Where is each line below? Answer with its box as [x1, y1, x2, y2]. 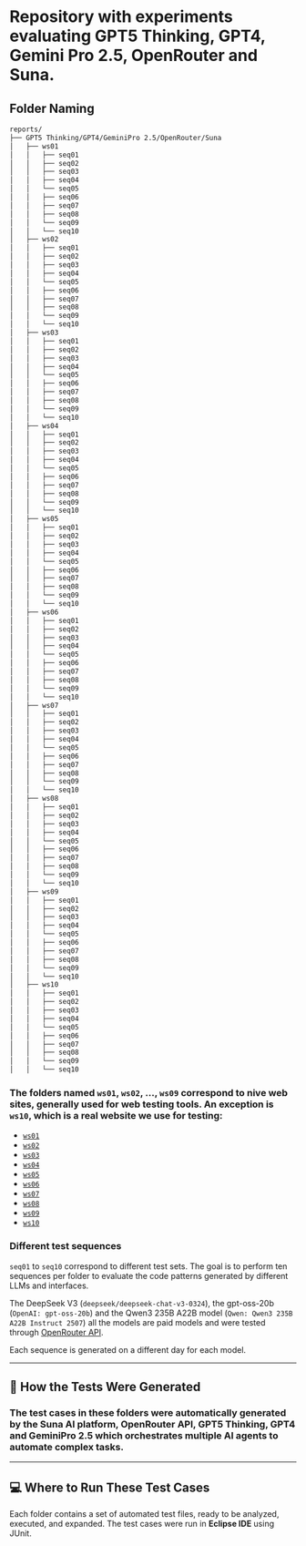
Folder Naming [9, 100, 95, 116]
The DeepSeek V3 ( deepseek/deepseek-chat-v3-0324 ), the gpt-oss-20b [9, 1297, 275, 1308]
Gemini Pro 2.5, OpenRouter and [9, 46, 258, 66]
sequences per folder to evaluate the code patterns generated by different [9, 1270, 289, 1281]
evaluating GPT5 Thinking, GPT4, [9, 26, 266, 46]
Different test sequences [9, 1240, 122, 1253]
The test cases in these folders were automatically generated [9, 1406, 287, 1418]
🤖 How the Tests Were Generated [9, 1378, 201, 1395]
